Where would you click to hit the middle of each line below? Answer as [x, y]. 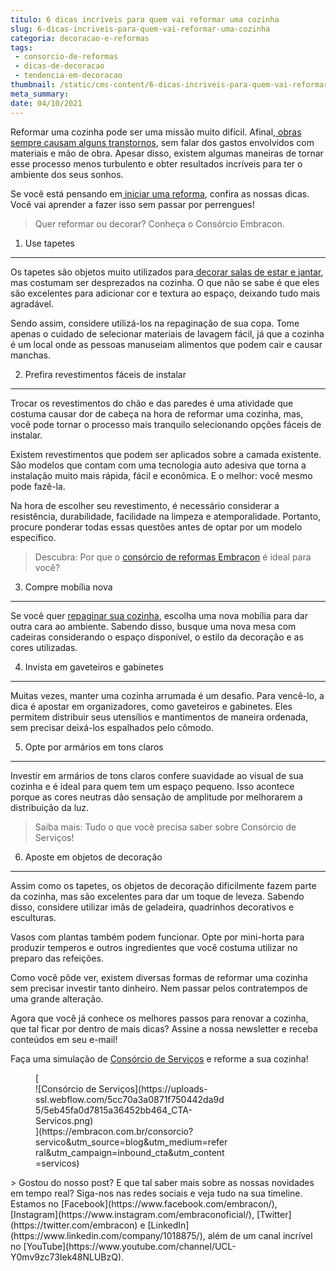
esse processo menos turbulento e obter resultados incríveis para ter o [156, 163]
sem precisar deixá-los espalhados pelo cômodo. [112, 727]
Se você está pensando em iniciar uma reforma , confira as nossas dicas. [160, 193]
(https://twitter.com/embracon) [74, 1225]
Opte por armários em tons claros [94, 747]
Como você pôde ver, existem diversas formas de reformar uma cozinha [159, 977]
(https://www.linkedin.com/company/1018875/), [108, 1235]
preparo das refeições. [57, 958]
